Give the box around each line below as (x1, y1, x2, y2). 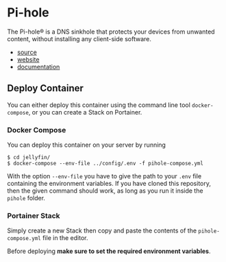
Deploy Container (7, 82, 84, 94)
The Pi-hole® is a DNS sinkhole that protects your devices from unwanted (7, 27, 215, 36)
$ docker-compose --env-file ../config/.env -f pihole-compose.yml (7, 160, 204, 167)
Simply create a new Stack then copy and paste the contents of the (7, 226, 197, 235)
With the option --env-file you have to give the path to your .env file (7, 172, 202, 180)
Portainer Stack (7, 211, 60, 220)
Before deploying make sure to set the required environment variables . (7, 247, 211, 255)
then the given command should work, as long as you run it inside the (7, 187, 203, 195)
